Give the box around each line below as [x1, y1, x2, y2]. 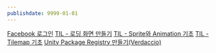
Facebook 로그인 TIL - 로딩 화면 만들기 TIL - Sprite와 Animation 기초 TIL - [7, 29, 209, 37]
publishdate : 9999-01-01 [7, 10, 78, 17]
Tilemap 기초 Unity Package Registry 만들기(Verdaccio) [7, 38, 162, 46]
